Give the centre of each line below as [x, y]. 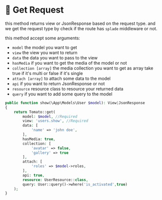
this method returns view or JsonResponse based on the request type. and [80, 23]
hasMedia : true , [39, 139]
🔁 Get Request [35, 10]
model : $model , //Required [50, 116]
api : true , [34, 175]
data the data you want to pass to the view [55, 57]
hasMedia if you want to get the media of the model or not [70, 63]
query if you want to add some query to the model [62, 94]
